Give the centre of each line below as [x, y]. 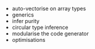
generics [23, 15]
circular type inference [40, 27]
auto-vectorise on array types [49, 9]
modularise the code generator [50, 34]
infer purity [26, 21]
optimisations [29, 40]
